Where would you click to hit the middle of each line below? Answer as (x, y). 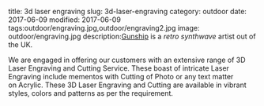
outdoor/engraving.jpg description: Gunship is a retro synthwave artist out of (132, 36)
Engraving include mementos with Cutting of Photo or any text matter (121, 77)
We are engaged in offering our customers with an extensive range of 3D (127, 60)
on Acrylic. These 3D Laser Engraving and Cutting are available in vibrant (127, 85)
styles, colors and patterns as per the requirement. (91, 93)
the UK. (21, 45)
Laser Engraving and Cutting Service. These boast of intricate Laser (119, 68)
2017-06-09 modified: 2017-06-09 (64, 20)
